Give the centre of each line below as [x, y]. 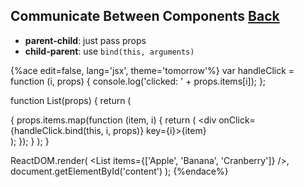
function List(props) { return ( [71, 100]
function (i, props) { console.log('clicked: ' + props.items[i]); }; [138, 81]
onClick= [237, 120]
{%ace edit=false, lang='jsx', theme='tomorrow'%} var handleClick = [152, 70]
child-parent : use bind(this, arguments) [109, 51]
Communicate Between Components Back [145, 16]
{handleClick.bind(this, [57, 130]
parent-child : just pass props [85, 40]
